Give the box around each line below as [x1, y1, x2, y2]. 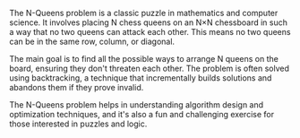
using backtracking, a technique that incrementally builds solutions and [9, 73, 272, 83]
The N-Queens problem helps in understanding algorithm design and [9, 99, 264, 110]
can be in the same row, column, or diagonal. [9, 36, 176, 47]
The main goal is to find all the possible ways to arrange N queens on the [9, 54, 279, 64]
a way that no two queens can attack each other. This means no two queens [9, 27, 291, 37]
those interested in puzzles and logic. [9, 118, 148, 129]
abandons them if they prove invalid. [9, 82, 144, 92]
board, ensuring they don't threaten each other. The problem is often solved [9, 63, 289, 73]
